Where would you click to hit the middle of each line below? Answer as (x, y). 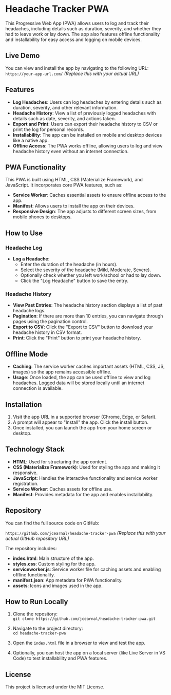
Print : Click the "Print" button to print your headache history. (77, 338)
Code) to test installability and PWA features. (60, 659)
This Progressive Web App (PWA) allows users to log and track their (77, 23)
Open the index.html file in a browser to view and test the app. (79, 643)
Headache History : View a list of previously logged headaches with (84, 113)
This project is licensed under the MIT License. (55, 687)
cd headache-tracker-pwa (39, 633)
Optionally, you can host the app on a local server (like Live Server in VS (89, 653)
